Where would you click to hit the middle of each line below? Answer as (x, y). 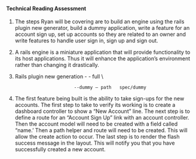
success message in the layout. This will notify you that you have (95, 143)
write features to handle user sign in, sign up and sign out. (86, 41)
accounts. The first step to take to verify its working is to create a (95, 105)
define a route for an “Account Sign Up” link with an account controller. (102, 118)
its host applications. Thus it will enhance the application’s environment (102, 59)
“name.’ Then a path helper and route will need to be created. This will (101, 130)
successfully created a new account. (60, 149)
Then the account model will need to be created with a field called (96, 124)
